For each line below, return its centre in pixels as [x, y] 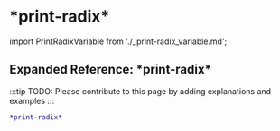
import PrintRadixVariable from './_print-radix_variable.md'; [118, 41]
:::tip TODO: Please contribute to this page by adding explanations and [140, 91]
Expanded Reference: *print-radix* [111, 70]
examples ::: [32, 100]
